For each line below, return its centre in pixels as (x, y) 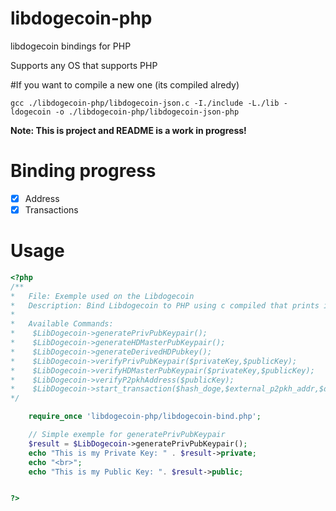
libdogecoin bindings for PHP (71, 46)
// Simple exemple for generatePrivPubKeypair (127, 435)
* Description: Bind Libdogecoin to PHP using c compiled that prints (165, 305)
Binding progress (83, 171)
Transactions (51, 209)
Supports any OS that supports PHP (84, 65)
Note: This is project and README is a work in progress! (128, 130)
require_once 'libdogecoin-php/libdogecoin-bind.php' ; (145, 417)
